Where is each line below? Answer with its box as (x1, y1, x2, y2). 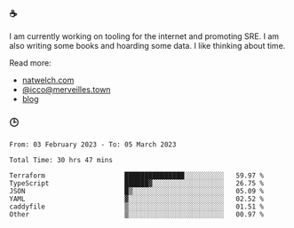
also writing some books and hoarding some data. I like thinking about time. (9, 41, 286, 51)
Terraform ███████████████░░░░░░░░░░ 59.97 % (9, 171, 265, 180)
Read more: (9, 58, 52, 68)
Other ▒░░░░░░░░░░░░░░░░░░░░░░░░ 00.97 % (9, 209, 265, 219)
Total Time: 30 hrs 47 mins (9, 155, 114, 164)
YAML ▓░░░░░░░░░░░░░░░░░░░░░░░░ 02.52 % (9, 194, 265, 203)
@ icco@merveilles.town (21, 84, 111, 95)
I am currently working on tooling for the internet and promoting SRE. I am (9, 31, 280, 42)
